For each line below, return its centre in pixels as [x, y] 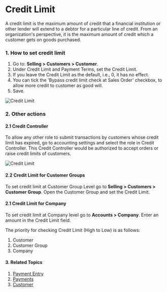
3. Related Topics [24, 262]
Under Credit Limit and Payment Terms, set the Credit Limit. [75, 69]
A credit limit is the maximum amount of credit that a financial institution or [83, 23]
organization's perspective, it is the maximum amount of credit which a [79, 34]
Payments [23, 279]
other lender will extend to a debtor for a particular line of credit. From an [81, 28]
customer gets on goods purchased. [43, 40]
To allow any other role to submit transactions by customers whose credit [82, 137]
